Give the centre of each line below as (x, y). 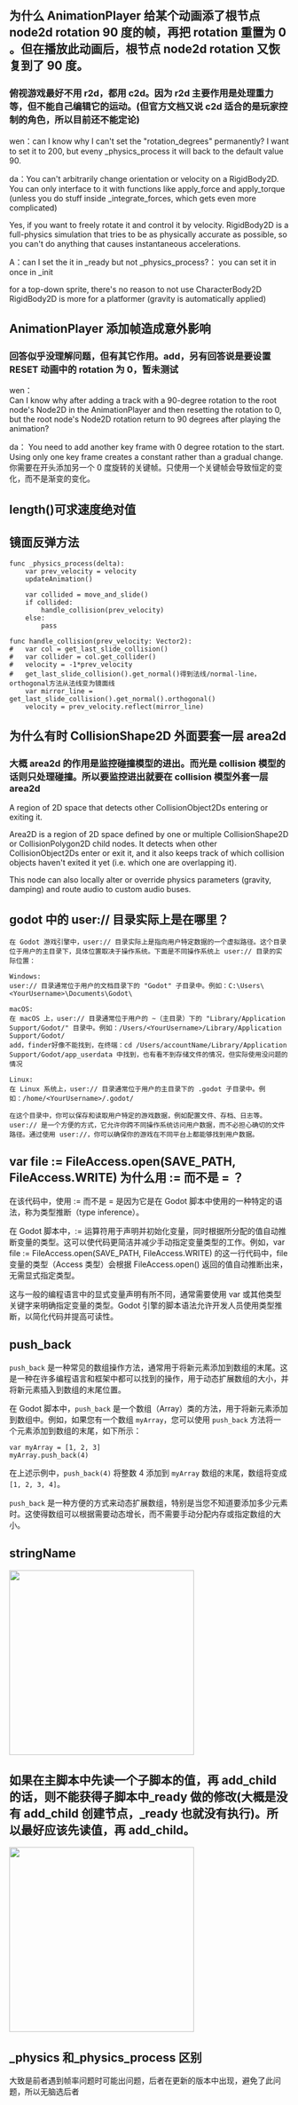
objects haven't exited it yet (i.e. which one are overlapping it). (123, 863)
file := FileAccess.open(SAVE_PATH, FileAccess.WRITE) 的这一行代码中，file (149, 1253)
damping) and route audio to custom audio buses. (100, 890)
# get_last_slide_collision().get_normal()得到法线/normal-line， (135, 674)
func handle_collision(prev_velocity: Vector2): (101, 641)
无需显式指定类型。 (44, 1275)
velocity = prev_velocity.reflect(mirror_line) (114, 707)
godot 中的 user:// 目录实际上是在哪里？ (119, 919)
